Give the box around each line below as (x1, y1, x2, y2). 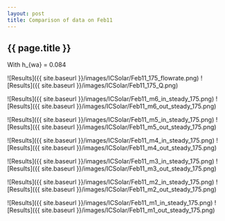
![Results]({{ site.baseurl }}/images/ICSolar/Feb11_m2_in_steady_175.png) (7, 178, 215, 186)
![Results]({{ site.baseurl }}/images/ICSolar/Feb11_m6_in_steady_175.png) (7, 95, 215, 103)
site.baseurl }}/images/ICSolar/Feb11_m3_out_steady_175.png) (41, 164, 217, 173)
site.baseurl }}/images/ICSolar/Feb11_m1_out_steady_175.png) (41, 206, 215, 215)
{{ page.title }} (7, 42, 71, 54)
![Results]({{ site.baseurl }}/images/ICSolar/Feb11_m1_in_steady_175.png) (7, 199, 213, 207)
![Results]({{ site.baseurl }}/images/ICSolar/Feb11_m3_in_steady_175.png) (7, 157, 215, 166)
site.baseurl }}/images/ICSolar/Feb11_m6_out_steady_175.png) (41, 102, 217, 111)
